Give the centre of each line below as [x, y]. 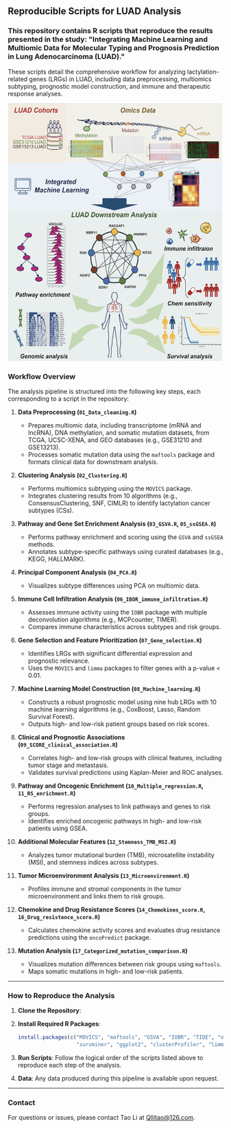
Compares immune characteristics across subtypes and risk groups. [124, 627]
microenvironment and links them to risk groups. [96, 896]
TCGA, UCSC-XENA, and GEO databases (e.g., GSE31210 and [115, 440]
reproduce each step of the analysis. [70, 1065]
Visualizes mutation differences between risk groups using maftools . [125, 964]
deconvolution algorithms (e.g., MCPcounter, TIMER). [103, 619]
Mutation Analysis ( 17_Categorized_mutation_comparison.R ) [102, 951]
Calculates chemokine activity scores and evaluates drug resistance [124, 930]
